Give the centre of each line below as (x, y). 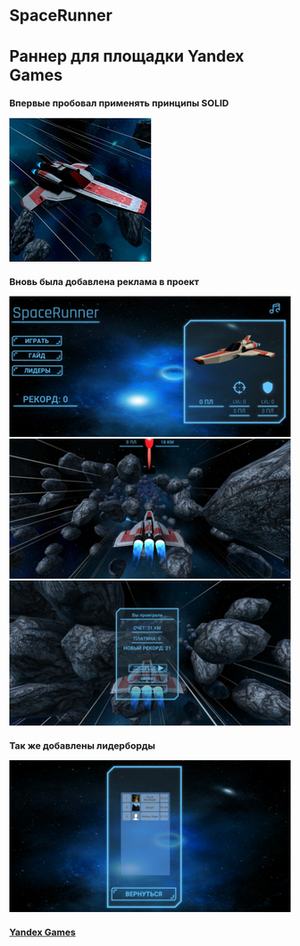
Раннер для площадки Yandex (127, 57)
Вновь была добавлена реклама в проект (104, 281)
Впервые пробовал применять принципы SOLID (119, 104)
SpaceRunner (61, 16)
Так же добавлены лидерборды (83, 745)
